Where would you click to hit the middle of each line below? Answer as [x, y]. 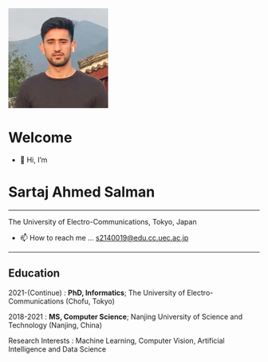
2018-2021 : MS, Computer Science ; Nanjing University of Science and [126, 316]
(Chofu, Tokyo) [91, 301]
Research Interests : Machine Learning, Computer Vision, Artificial [116, 340]
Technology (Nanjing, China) [55, 325]
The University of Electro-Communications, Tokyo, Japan [102, 221]
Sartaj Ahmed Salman [82, 192]
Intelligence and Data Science [57, 349]
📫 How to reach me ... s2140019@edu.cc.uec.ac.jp [104, 237]
